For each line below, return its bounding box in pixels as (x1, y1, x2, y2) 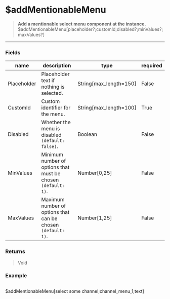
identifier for (41, 104, 71, 111)
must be (41, 170, 61, 177)
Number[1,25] (77, 214, 112, 221)
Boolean (77, 131, 98, 138)
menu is (41, 125, 60, 132)
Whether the (41, 119, 71, 126)
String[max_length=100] (77, 104, 137, 111)
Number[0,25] (77, 169, 112, 176)
